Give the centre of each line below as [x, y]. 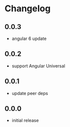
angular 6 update [29, 38]
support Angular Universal [38, 66]
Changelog [28, 9]
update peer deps [30, 93]
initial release [25, 121]
